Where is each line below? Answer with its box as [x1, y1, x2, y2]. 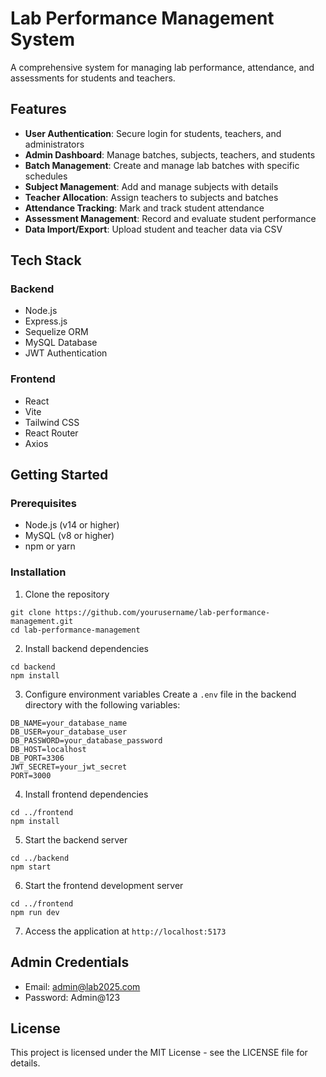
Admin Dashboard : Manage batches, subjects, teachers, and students [24, 148, 316, 161]
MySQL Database [24, 337, 98, 349]
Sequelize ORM [24, 326, 89, 338]
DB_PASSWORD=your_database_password [10, 735, 163, 746]
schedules [24, 170, 68, 182]
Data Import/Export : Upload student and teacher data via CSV [24, 223, 283, 235]
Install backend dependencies [24, 642, 150, 654]
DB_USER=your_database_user [10, 727, 128, 737]
